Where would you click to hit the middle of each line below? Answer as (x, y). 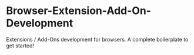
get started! (20, 46)
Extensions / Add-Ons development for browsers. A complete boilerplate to (97, 39)
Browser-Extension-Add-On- (79, 11)
